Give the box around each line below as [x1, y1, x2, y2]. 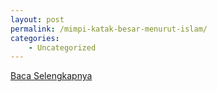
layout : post [10, 14, 65, 25]
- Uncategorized [28, 42, 97, 53]
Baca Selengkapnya [10, 70, 93, 82]
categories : [10, 33, 60, 43]
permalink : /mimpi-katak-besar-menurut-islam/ [10, 24, 208, 34]
